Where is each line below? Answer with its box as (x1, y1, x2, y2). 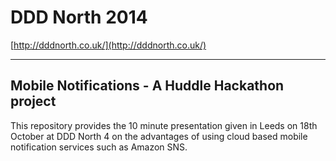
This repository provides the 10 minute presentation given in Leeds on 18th (10, 119, 318, 131)
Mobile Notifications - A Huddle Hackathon (10, 77, 285, 95)
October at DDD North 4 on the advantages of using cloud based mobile (10, 130, 308, 142)
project (10, 93, 57, 110)
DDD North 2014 (10, 6, 148, 29)
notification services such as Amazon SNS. (10, 141, 188, 153)
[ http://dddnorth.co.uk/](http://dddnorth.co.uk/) (10, 39, 207, 51)
